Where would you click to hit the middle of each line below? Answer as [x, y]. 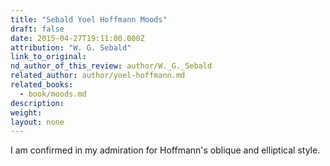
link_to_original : [48, 57]
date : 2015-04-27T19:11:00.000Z [77, 38]
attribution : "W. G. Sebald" [71, 47]
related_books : [42, 85]
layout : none [37, 122]
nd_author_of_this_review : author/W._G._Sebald [111, 66]
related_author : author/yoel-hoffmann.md [98, 76]
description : [37, 103]
